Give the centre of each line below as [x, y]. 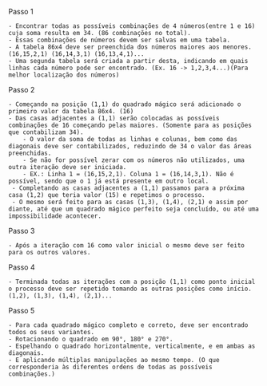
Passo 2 [22, 90]
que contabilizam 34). [46, 132]
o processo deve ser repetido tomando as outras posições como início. [130, 289]
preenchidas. [30, 153]
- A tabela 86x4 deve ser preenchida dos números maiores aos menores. [130, 47]
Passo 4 [22, 267]
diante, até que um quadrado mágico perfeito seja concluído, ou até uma [134, 209]
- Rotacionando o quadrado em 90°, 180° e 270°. [91, 339]
